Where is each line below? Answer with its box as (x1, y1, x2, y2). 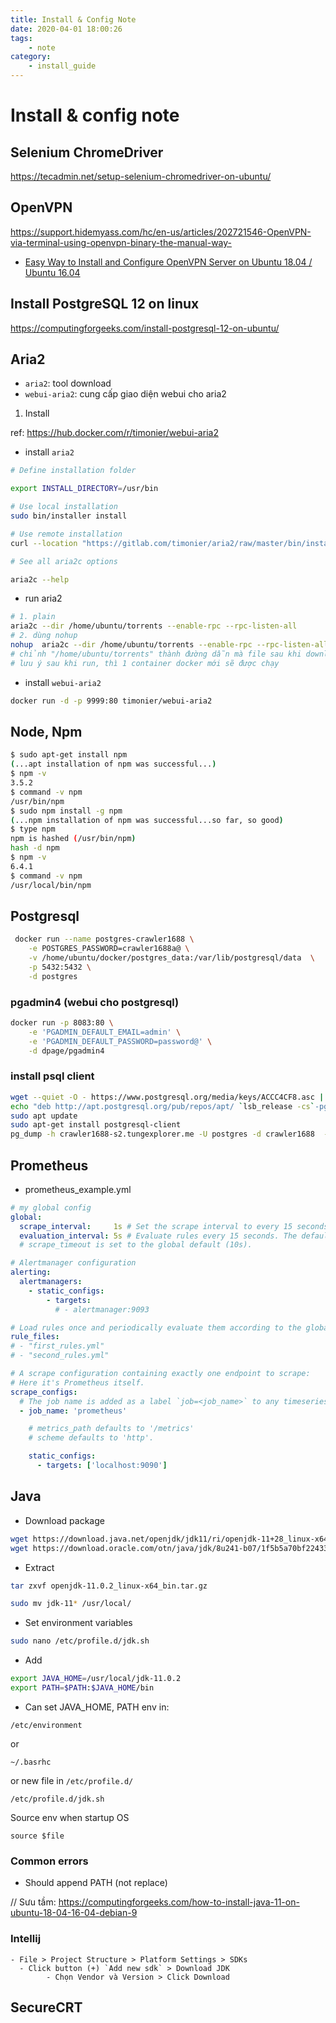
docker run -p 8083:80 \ (10, 1017, 114, 1028)
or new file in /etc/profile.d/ (10, 1774, 134, 1786)
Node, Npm (10, 723, 83, 740)
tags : (10, 33, 33, 43)
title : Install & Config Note (10, 14, 137, 25)
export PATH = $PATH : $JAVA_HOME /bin (10, 1683, 155, 1693)
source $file (10, 1831, 65, 1841)
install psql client (10, 1069, 95, 1083)
